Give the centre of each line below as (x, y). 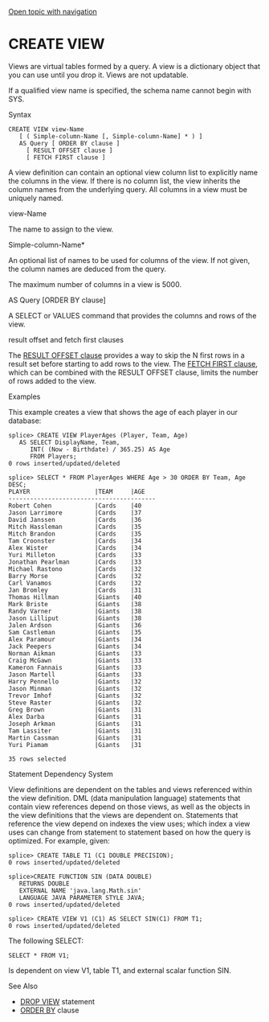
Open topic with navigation (53, 12)
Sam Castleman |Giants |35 (75, 632)
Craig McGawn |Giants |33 (75, 660)
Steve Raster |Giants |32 (75, 703)
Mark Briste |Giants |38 (75, 604)
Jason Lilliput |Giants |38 (75, 618)
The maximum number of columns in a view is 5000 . (95, 284)
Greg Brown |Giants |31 (75, 710)
